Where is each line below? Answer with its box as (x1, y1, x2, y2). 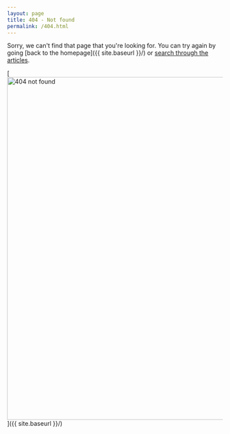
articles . (7, 56, 30, 64)
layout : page (7, 10, 44, 17)
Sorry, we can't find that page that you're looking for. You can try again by (7, 42, 216, 50)
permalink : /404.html (7, 23, 69, 29)
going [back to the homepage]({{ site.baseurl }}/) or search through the (7, 49, 209, 57)
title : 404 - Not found (7, 16, 75, 23)
